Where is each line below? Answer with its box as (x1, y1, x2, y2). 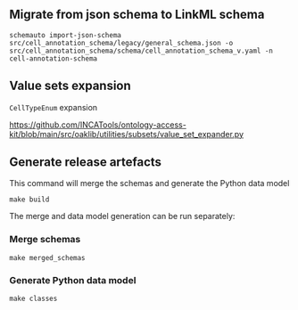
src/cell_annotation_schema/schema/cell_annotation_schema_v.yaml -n (9, 46, 274, 55)
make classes (9, 294, 58, 304)
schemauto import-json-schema (9, 30, 122, 39)
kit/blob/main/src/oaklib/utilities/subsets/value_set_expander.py (9, 128, 244, 139)
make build (9, 195, 50, 204)
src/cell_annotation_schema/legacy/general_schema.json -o (9, 38, 234, 47)
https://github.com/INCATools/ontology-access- (9, 119, 187, 130)
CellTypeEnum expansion (9, 102, 98, 112)
